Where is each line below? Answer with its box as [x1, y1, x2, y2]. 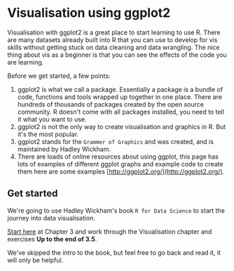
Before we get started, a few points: [7, 72, 111, 80]
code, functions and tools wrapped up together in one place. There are [17, 93, 223, 101]
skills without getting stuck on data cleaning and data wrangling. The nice [7, 43, 220, 51]
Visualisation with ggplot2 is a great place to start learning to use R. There [7, 28, 221, 37]
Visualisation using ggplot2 [7, 5, 171, 21]
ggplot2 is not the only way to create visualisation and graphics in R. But [17, 122, 226, 131]
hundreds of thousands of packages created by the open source [17, 100, 205, 108]
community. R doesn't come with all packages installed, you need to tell [17, 107, 224, 116]
